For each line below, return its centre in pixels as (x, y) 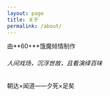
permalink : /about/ (35, 26)
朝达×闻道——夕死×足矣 (41, 85)
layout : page (25, 13)
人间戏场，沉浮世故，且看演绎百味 (55, 63)
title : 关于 (23, 20)
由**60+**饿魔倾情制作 (41, 46)
